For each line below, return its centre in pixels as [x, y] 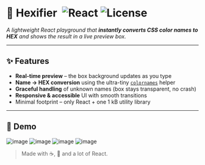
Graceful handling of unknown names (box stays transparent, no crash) [106, 89]
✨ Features [28, 61]
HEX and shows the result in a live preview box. [66, 36]
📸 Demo [21, 127]
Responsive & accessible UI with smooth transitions [81, 95]
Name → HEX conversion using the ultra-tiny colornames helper [95, 82]
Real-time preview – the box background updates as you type [93, 75]
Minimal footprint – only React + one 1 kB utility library [83, 102]
